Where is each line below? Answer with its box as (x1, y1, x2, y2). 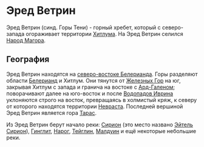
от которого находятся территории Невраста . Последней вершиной (6, 103, 183, 110)
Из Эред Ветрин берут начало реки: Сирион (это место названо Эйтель (6, 121, 193, 128)
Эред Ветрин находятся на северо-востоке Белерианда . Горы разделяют (6, 70, 198, 78)
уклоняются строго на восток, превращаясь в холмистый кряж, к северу (6, 96, 197, 103)
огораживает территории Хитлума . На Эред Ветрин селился (25, 30, 183, 37)
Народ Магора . (6, 36, 46, 44)
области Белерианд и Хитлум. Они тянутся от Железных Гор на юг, (6, 77, 181, 84)
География (6, 54, 50, 64)
